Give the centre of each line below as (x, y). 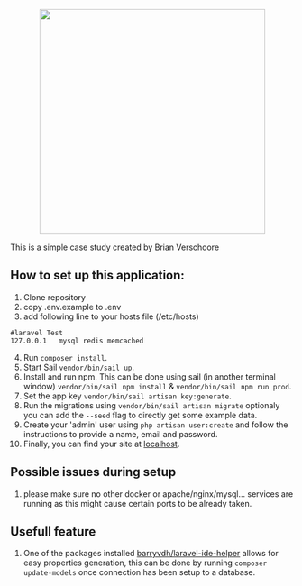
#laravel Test (37, 333)
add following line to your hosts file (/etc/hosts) (111, 316)
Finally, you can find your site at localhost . (101, 444)
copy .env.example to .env (72, 307)
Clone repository (55, 297)
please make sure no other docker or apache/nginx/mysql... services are (158, 494)
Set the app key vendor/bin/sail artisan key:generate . (128, 396)
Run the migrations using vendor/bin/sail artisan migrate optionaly (151, 405)
